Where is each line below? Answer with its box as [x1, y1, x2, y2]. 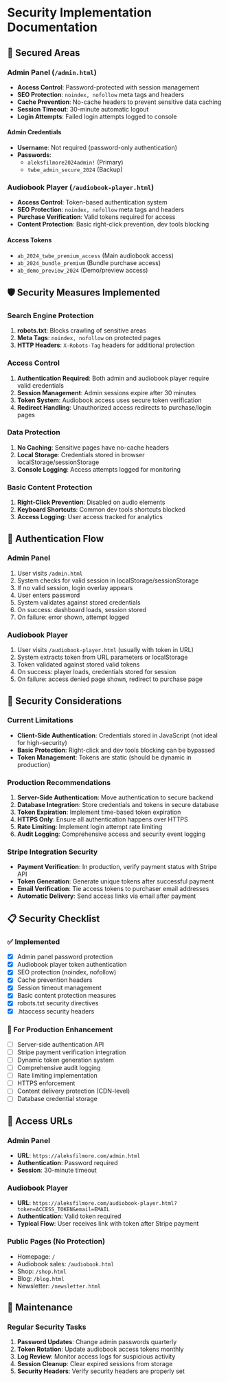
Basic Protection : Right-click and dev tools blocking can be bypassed [16, 746, 215, 754]
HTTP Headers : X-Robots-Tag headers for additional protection [16, 341, 195, 349]
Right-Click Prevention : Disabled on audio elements [16, 498, 166, 507]
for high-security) [16, 738, 67, 746]
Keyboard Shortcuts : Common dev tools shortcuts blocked [16, 505, 185, 514]
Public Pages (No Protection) [7, 1237, 105, 1246]
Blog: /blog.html [16, 1274, 65, 1282]
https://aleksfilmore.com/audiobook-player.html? [32, 1200, 177, 1207]
